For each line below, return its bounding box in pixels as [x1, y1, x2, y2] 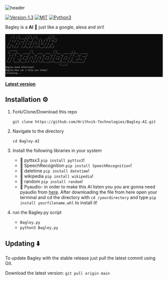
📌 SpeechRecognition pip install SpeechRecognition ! [19, 162, 132, 168]
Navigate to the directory [12, 128, 64, 134]
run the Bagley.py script [12, 209, 62, 215]
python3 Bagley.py [19, 225, 58, 230]
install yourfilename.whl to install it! [19, 199, 97, 205]
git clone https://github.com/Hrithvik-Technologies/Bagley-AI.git [12, 119, 156, 124]
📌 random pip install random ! [19, 178, 83, 184]
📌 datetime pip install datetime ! [19, 167, 90, 173]
